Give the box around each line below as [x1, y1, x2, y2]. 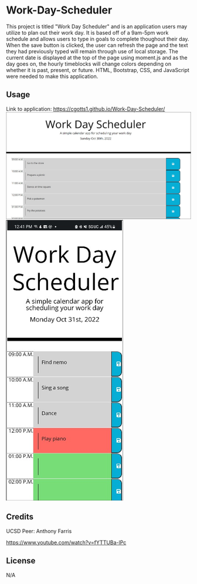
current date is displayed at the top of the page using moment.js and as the [6, 54, 188, 61]
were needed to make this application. [6, 73, 98, 80]
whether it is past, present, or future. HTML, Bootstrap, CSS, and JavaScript [6, 66, 189, 73]
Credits [6, 512, 34, 522]
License [6, 556, 36, 566]
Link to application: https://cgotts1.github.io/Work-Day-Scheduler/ [6, 105, 165, 112]
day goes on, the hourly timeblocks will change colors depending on [6, 60, 172, 67]
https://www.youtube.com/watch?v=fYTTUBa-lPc [6, 539, 127, 546]
